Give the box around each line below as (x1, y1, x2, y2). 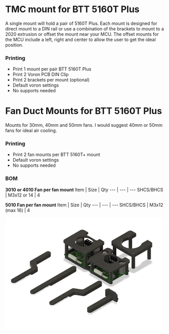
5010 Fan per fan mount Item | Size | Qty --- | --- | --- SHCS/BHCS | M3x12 (5, 202, 163, 208)
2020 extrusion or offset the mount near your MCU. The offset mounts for (5, 31, 159, 37)
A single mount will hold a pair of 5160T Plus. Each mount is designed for (5, 20, 157, 26)
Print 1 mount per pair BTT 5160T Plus (12, 66, 92, 72)
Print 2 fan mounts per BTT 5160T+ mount (12, 152, 100, 158)
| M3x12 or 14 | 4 (5, 192, 40, 198)
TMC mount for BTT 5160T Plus (5, 4, 140, 15)
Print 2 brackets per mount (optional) (12, 77, 90, 83)
